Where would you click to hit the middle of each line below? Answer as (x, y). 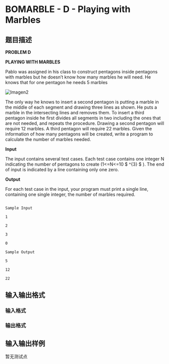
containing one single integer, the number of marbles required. (70, 194)
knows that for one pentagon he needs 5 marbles (57, 82)
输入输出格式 (25, 295)
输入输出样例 (25, 343)
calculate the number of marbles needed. (48, 139)
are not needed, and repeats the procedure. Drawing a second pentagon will (85, 123)
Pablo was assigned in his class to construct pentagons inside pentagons (81, 72)
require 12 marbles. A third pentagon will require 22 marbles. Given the (79, 129)
